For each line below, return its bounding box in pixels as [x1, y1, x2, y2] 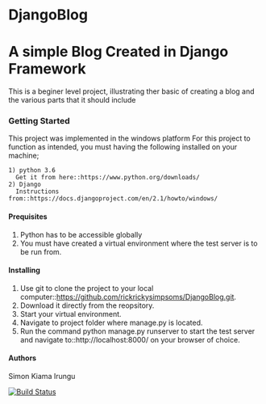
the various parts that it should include [8, 95, 136, 105]
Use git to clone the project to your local [19, 283, 154, 292]
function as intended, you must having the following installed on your [8, 142, 238, 152]
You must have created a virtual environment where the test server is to [19, 238, 258, 248]
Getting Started [8, 116, 70, 127]
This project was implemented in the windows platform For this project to [8, 133, 251, 143]
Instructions [15, 187, 60, 196]
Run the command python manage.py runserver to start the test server [19, 326, 256, 336]
